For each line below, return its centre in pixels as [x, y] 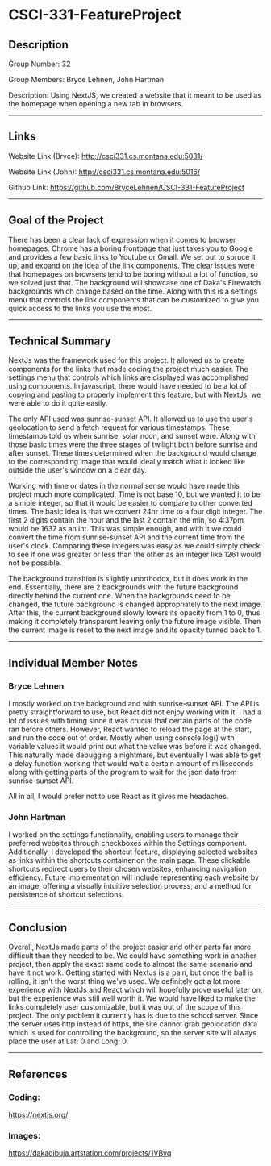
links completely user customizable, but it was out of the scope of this [125, 1007]
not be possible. [35, 563]
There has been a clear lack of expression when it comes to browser [122, 239]
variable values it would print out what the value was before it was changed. [135, 747]
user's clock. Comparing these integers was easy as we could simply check [134, 546]
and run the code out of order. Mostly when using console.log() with [122, 738]
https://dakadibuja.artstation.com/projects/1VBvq [90, 1153]
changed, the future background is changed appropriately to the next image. [135, 604]
